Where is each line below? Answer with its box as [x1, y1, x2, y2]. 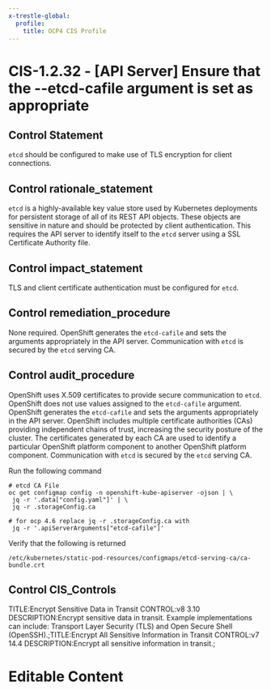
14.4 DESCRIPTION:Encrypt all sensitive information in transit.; [8, 639, 216, 649]
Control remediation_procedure [8, 306, 171, 320]
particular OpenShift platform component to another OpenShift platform [8, 441, 247, 451]
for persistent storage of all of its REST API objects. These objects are [8, 212, 241, 222]
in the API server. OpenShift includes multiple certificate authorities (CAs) [8, 415, 253, 425]
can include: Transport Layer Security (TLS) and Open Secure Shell [8, 621, 233, 632]
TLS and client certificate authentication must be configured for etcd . [8, 283, 239, 292]
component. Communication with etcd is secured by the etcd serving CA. [8, 450, 252, 460]
